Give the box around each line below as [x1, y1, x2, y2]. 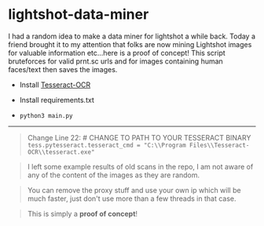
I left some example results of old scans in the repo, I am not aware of [27, 162, 254, 171]
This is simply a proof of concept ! [27, 209, 138, 218]
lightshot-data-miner [8, 5, 149, 24]
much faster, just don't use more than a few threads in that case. [27, 194, 237, 203]
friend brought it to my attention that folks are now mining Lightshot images [8, 39, 252, 49]
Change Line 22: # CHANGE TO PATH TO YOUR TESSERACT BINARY [27, 133, 251, 142]
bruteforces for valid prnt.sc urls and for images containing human [8, 56, 224, 66]
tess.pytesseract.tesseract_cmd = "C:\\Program [27, 141, 186, 149]
